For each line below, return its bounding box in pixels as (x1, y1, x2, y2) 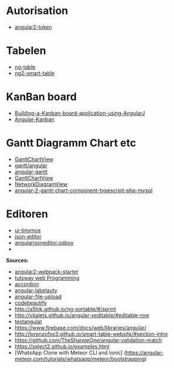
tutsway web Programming (14, 274, 80, 281)
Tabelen (6, 44, 46, 57)
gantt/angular (14, 162, 48, 169)
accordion (14, 280, 39, 288)
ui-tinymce (14, 227, 41, 234)
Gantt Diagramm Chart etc (6, 137, 137, 149)
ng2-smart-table (14, 69, 55, 77)
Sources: (6, 257, 29, 264)
